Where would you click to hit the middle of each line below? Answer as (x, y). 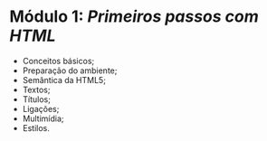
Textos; (36, 89)
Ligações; (41, 108)
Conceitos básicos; (58, 61)
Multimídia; (43, 118)
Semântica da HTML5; (64, 80)
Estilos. (36, 127)
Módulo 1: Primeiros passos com (134, 17)
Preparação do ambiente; (70, 70)
